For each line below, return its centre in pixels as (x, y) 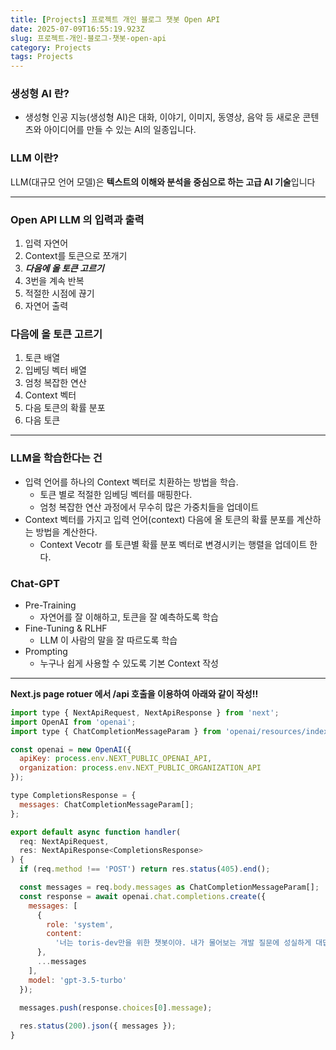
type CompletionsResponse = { (73, 796)
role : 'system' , (80, 924)
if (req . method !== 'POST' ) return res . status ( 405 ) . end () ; (145, 869)
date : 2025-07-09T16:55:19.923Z (77, 29)
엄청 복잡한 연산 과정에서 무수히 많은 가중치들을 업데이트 (149, 507)
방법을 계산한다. (66, 532)
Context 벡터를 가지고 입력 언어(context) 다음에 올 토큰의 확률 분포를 (159, 519)
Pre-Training (50, 605)
